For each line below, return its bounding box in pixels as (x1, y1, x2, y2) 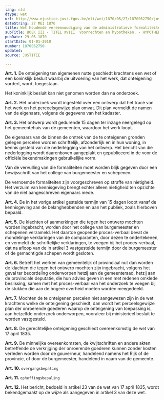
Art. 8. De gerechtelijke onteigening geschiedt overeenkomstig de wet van (5, 326, 155, 331)
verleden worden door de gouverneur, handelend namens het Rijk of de (5, 351, 149, 356)
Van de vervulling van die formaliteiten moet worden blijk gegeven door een (5, 165, 157, 170)
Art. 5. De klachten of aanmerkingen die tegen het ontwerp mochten (5, 219, 143, 225)
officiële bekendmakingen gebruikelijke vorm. (5, 155, 97, 161)
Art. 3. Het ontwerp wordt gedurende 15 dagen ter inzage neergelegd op (5, 119, 152, 125)
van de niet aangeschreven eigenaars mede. (5, 189, 95, 196)
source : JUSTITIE (5, 52, 41, 58)
